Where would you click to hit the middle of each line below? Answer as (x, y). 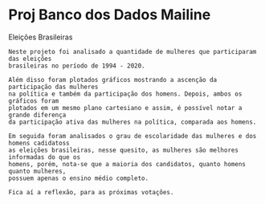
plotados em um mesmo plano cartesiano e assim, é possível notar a (125, 108)
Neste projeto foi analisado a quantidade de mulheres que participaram (132, 51)
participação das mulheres (53, 87)
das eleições (30, 59)
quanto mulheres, (37, 171)
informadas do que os (45, 157)
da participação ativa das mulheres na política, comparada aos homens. (132, 122)
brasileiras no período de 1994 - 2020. (77, 66)
